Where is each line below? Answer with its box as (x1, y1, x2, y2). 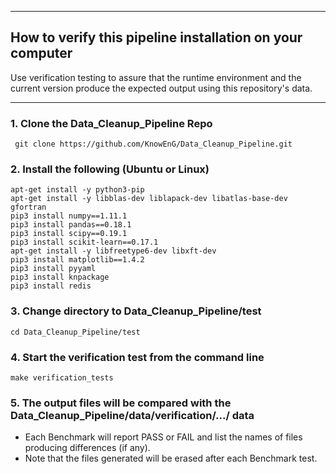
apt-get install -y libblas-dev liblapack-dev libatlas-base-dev (10, 194, 288, 204)
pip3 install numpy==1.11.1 (10, 211, 128, 221)
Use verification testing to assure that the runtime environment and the (10, 71, 302, 83)
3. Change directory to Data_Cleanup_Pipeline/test (10, 304, 262, 318)
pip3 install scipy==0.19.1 (10, 229, 128, 239)
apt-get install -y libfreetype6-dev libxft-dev (10, 246, 217, 256)
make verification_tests (10, 373, 114, 383)
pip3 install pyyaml (10, 264, 97, 274)
